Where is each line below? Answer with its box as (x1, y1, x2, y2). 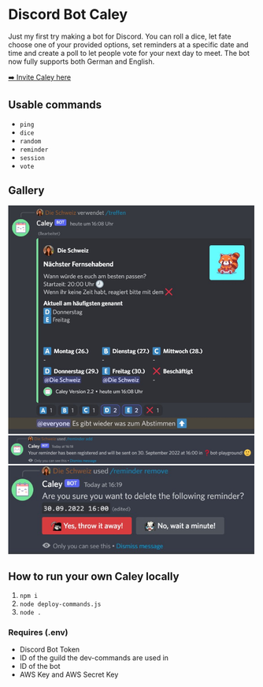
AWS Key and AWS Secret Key (19, 670, 119, 679)
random (19, 137, 42, 145)
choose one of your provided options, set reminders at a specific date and (8, 39, 249, 49)
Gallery (8, 184, 45, 198)
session (19, 154, 45, 162)
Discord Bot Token (19, 644, 80, 655)
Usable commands (8, 98, 102, 112)
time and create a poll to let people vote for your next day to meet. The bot (8, 48, 250, 58)
